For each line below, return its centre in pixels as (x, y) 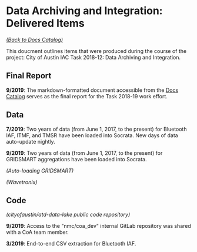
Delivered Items (45, 23)
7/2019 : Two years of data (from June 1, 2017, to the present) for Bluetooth (96, 129)
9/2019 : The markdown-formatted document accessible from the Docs (92, 90)
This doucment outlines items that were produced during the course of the (96, 51)
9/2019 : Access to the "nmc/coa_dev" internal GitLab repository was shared (98, 226)
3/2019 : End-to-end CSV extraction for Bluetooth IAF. (71, 244)
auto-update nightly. (31, 141)
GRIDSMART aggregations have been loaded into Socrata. (76, 159)
